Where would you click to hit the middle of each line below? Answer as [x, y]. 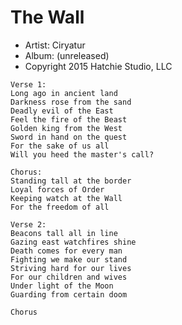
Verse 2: [28, 224]
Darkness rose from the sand [71, 102]
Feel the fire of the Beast [69, 119]
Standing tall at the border [71, 181]
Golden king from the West [66, 128]
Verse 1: [28, 84]
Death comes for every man [66, 251]
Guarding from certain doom [69, 294]
